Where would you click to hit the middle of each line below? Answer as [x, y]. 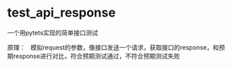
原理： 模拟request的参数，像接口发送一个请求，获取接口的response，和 [113, 47]
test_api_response [61, 13]
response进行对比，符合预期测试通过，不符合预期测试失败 [97, 56]
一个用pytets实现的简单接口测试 [53, 32]
